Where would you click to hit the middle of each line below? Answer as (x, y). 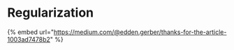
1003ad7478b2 (29, 39)
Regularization (51, 13)
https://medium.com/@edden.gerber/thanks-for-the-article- (140, 32)
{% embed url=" (31, 32)
